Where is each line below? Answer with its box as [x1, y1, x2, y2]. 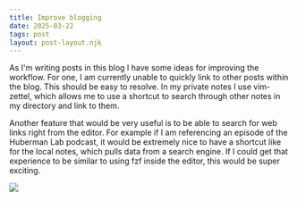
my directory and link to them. [9, 100, 120, 112]
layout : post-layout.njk [9, 38, 102, 47]
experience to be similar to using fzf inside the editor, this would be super [9, 155, 280, 166]
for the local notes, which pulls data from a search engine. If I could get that [9, 147, 289, 157]
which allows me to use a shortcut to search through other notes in [34, 91, 281, 102]
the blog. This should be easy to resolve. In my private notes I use [9, 81, 252, 92]
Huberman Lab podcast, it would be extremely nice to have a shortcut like [9, 137, 282, 147]
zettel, [9, 91, 33, 102]
